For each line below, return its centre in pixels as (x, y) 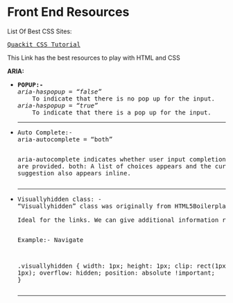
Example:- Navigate (50, 240)
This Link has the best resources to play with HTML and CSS (94, 58)
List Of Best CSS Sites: (40, 31)
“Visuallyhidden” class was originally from (94, 206)
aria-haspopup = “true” (58, 105)
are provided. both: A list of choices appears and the (114, 166)
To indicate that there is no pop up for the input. (123, 98)
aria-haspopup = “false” (59, 92)
